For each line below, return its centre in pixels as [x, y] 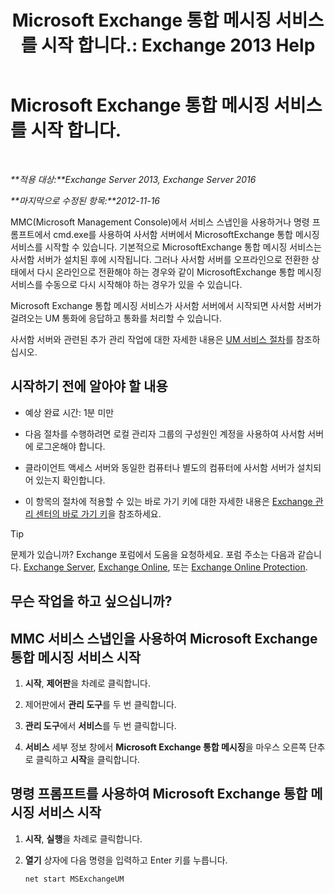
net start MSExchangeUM [74, 879]
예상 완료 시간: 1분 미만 [69, 412]
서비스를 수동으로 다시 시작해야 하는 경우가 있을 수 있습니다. [126, 284]
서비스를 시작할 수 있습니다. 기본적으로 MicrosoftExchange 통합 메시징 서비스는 [166, 247]
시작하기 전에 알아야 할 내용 [89, 386]
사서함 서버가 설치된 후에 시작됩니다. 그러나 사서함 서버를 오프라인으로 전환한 [160, 259]
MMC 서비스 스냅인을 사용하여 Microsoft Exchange [164, 638]
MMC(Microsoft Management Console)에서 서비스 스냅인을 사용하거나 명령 [160, 222]
